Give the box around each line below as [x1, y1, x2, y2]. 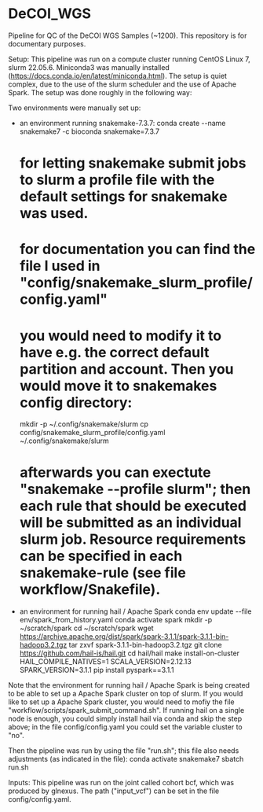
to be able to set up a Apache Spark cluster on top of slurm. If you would [8, 689, 243, 699]
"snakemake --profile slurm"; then [19, 481, 251, 498]
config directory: [19, 393, 133, 412]
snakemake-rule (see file [19, 564, 186, 582]
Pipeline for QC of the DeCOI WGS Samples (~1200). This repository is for [8, 31, 247, 40]
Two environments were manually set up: [8, 103, 141, 113]
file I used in [19, 257, 100, 275]
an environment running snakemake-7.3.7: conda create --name [19, 118, 226, 127]
